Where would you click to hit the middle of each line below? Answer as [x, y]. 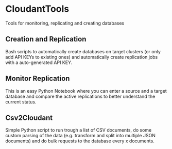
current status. [21, 102]
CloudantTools [37, 9]
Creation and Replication [46, 39]
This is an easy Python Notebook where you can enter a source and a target [86, 91]
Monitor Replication [38, 79]
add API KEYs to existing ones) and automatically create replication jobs [82, 57]
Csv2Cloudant [29, 118]
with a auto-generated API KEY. [39, 62]
